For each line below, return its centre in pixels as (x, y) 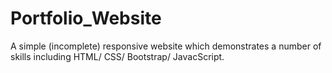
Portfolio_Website (86, 18)
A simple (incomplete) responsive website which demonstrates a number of (166, 46)
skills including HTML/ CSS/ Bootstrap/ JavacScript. (117, 56)
